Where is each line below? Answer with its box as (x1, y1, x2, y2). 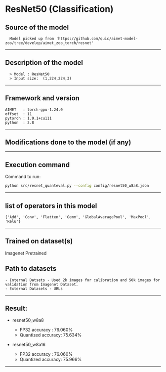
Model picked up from (9, 36, 54, 41)
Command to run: (5, 174, 41, 180)
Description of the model (5, 58, 83, 67)
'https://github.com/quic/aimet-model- (56, 36, 138, 41)
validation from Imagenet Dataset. (5, 282, 79, 287)
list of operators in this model (5, 202, 97, 210)
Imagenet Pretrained (5, 250, 47, 256)
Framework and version (5, 94, 80, 102)
